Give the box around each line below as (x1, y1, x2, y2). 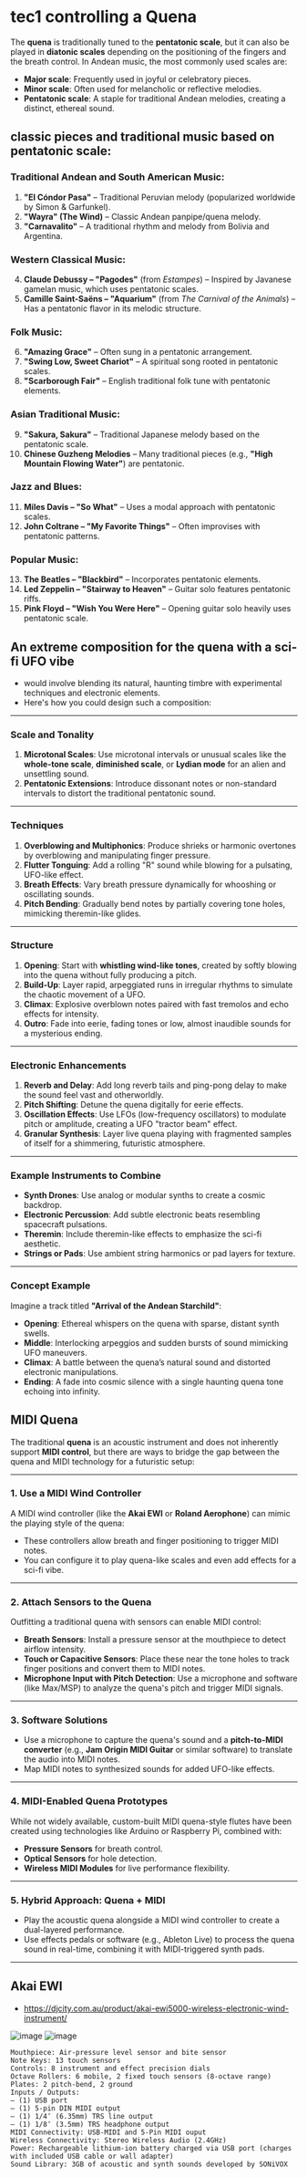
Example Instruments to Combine (10, 1170, 162, 1183)
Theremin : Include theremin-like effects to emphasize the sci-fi (23, 1229, 262, 1240)
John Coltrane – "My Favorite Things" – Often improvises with (23, 520, 261, 531)
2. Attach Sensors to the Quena (10, 1595, 152, 1608)
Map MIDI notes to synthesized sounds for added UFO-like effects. (23, 1764, 275, 1775)
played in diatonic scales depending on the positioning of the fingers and (10, 46, 287, 57)
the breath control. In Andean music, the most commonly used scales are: (10, 56, 288, 67)
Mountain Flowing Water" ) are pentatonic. (23, 458, 185, 469)
